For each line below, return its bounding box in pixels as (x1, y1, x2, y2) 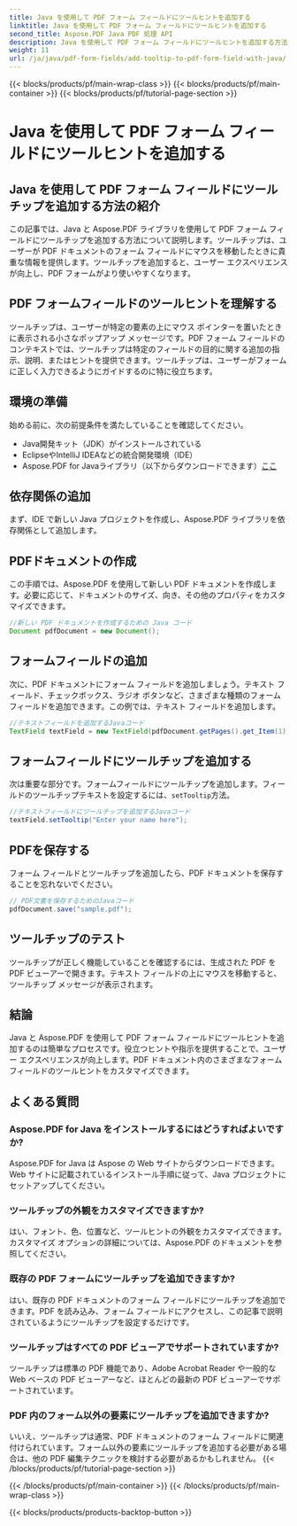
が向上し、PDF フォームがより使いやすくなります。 (9, 268, 196, 278)
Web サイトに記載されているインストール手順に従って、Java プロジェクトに (9, 1169, 286, 1180)
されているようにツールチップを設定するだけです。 (9, 1317, 194, 1327)
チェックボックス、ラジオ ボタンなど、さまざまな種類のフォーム (47, 689, 281, 700)
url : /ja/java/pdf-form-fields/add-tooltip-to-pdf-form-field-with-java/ (9, 54, 287, 63)
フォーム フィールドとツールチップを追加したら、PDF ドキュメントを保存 (9, 868, 277, 878)
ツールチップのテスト (9, 931, 126, 946)
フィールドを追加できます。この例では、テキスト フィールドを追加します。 (9, 701, 281, 712)
